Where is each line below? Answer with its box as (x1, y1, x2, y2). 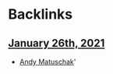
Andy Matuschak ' (19, 57, 76, 66)
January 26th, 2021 (8, 37, 105, 50)
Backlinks (8, 5, 73, 23)
